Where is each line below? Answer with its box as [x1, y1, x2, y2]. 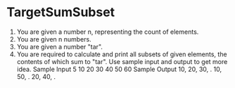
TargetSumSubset [6, 4, 115, 20]
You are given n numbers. [16, 34, 92, 43]
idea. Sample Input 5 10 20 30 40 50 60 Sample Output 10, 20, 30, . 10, [16, 65, 222, 73]
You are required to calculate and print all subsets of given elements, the [16, 50, 227, 58]
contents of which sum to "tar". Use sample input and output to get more [16, 57, 228, 65]
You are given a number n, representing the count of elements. [16, 27, 199, 36]
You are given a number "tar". [16, 42, 103, 51]
